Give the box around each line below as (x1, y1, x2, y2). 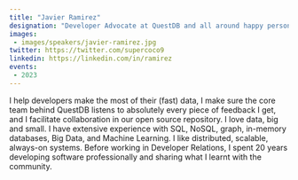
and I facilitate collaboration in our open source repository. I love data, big (9, 113, 278, 124)
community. (9, 160, 52, 171)
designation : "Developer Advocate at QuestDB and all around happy (9, 21, 264, 30)
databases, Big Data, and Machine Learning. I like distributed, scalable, (9, 132, 269, 143)
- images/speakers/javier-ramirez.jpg (12, 37, 157, 47)
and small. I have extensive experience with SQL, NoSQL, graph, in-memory (9, 123, 286, 134)
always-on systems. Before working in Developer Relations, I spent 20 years (9, 142, 288, 153)
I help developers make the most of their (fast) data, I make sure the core (9, 95, 277, 106)
